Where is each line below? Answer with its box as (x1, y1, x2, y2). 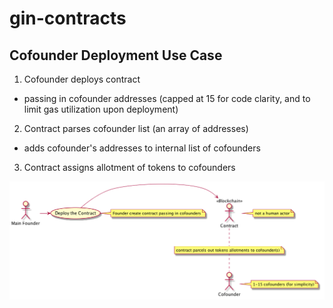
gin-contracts (9, 7, 127, 30)
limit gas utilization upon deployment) (23, 103, 179, 115)
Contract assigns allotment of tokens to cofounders (23, 162, 236, 173)
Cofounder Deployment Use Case (9, 47, 223, 64)
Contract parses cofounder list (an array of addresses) (23, 123, 249, 134)
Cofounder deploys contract (23, 73, 141, 85)
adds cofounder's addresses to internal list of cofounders (23, 142, 261, 154)
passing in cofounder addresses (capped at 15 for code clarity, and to (23, 93, 311, 104)
